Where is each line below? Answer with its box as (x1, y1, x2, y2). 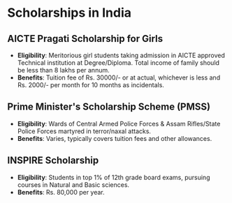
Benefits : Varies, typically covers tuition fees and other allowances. (17, 134, 212, 142)
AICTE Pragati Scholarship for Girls (7, 33, 164, 45)
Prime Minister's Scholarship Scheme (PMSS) (7, 101, 211, 113)
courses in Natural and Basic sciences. (17, 180, 130, 189)
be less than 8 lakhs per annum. (17, 66, 110, 74)
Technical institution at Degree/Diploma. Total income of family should (17, 59, 220, 67)
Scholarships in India (7, 5, 131, 21)
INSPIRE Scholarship (7, 155, 99, 167)
